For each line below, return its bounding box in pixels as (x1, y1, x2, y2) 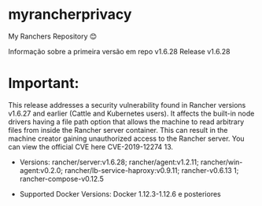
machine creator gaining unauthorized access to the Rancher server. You (8, 134, 245, 143)
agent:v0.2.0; (19, 165, 63, 175)
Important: (8, 75, 79, 92)
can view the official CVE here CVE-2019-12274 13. (8, 142, 174, 151)
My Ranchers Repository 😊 (8, 31, 98, 41)
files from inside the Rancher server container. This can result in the (8, 125, 228, 134)
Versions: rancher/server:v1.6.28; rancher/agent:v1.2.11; (19, 157, 199, 167)
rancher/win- (200, 157, 243, 167)
